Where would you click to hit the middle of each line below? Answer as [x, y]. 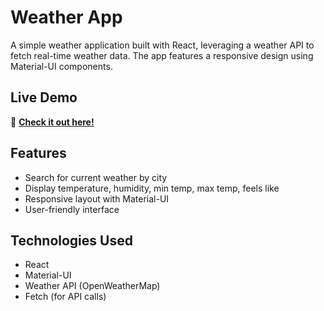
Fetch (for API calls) [65, 297]
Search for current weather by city [96, 177]
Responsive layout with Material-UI [97, 198]
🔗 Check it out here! [52, 122]
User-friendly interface [72, 209]
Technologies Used [71, 240]
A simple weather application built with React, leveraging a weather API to [162, 45]
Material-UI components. [61, 66]
